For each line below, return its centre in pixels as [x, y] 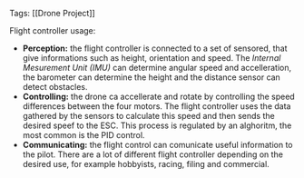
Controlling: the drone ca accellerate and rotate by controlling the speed [158, 96]
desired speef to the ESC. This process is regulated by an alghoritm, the [157, 125]
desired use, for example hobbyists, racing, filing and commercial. [146, 164]
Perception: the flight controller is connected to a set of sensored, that [155, 48]
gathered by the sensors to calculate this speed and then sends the [148, 116]
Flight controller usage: [53, 30]
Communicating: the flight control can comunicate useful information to [157, 145]
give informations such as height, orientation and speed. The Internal [152, 58]
